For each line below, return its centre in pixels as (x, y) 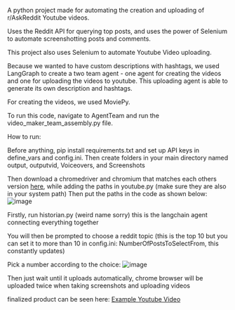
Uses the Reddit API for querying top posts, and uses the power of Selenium (117, 31)
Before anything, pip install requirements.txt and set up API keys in (103, 150)
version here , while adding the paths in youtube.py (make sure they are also (117, 186)
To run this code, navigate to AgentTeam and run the (83, 116)
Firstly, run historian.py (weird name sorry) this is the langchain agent (108, 215)
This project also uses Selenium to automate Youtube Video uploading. (109, 52)
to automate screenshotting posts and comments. (79, 39)
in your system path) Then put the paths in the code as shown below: (107, 194)
